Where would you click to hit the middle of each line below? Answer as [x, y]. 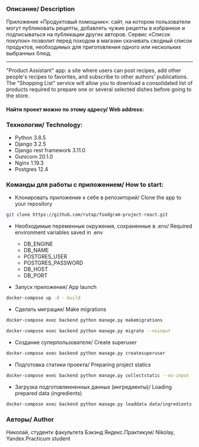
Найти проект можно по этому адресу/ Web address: [75, 109]
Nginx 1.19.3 [29, 163]
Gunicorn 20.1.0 [34, 157]
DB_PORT [36, 276]
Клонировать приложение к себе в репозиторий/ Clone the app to [98, 197]
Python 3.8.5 [30, 138]
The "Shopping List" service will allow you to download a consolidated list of [99, 83]
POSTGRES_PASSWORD [53, 263]
